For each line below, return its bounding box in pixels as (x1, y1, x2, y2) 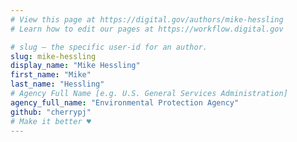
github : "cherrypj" (10, 107, 92, 117)
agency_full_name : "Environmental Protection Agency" (10, 97, 240, 108)
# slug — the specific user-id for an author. (10, 42, 208, 52)
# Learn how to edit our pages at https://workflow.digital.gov (10, 24, 284, 34)
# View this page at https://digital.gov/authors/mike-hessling (10, 14, 284, 25)
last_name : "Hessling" (10, 79, 105, 90)
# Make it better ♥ (10, 116, 92, 126)
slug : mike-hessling (10, 51, 97, 61)
